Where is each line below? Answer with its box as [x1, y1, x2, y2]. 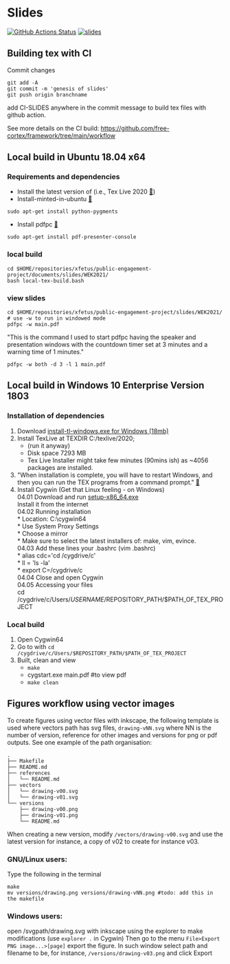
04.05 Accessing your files [16, 580, 93, 588]
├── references [7, 770, 51, 777]
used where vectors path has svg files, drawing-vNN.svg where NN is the [7, 724, 211, 732]
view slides [7, 293, 46, 302]
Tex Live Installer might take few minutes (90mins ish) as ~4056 [27, 456, 209, 464]
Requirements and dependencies [7, 172, 120, 182]
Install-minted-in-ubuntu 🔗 [16, 195, 93, 203]
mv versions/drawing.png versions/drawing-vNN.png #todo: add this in [7, 890, 214, 896]
